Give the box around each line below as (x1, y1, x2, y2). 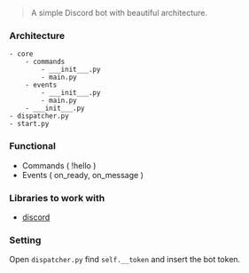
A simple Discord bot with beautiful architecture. (30, 8, 208, 18)
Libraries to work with (9, 191, 105, 204)
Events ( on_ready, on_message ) (21, 169, 144, 180)
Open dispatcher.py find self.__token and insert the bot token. (9, 254, 241, 265)
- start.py (9, 120, 50, 129)
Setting (9, 234, 42, 246)
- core (9, 50, 34, 58)
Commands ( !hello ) (21, 160, 97, 171)
